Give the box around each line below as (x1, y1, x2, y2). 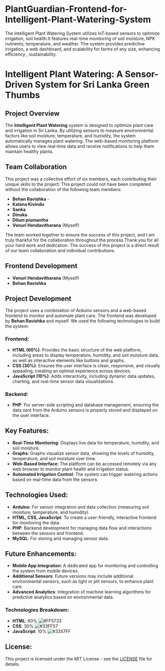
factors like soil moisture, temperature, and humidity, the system (5, 132, 136, 139)
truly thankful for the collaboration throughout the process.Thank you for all (5, 237, 159, 243)
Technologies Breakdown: (5, 606, 69, 613)
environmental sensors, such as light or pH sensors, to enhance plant (12, 579, 154, 585)
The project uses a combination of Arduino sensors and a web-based (5, 308, 147, 314)
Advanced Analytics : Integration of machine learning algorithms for (12, 589, 151, 595)
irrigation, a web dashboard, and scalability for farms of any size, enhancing (5, 46, 160, 52)
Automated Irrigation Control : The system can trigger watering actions (12, 471, 158, 477)
